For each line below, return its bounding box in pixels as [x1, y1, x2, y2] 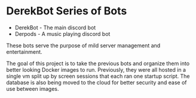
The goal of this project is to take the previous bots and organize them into [6, 60, 190, 67]
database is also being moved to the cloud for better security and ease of [6, 79, 187, 86]
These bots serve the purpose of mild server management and [6, 42, 161, 49]
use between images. [6, 85, 59, 92]
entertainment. [6, 48, 43, 55]
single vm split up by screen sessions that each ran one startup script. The [6, 72, 190, 79]
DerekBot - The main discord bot [14, 24, 96, 31]
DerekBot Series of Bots [6, 4, 127, 18]
